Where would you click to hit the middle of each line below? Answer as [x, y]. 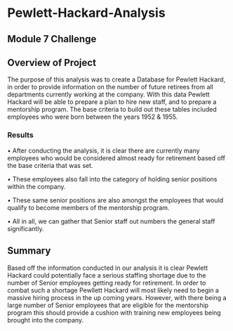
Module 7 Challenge [52, 39]
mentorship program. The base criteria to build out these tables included [112, 110]
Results [20, 135]
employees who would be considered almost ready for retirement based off [116, 158]
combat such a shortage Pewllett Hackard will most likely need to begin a [113, 290]
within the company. [36, 186]
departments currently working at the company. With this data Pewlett [109, 95]
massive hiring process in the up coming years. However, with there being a [117, 297]
